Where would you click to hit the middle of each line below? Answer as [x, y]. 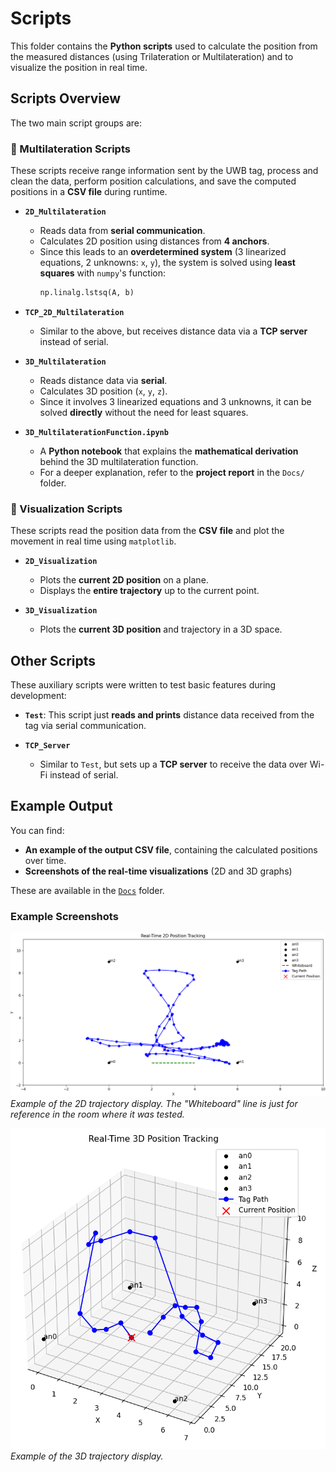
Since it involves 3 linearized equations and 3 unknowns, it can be [175, 401]
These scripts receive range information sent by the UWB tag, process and [164, 171]
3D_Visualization [61, 611]
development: [38, 696]
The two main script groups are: [76, 123]
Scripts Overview [66, 98]
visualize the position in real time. [79, 67]
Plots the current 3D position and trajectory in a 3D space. [161, 629]
